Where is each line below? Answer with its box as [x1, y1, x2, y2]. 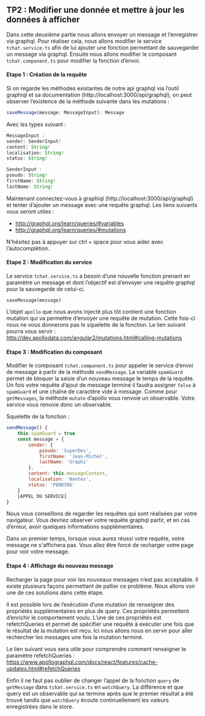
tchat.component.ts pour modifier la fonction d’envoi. [6, 56, 141, 64]
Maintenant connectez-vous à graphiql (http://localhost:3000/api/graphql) [6, 195, 194, 202]
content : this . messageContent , [28, 470, 108, 477]
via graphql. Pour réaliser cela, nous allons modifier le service [6, 37, 162, 45]
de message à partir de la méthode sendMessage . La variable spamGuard [6, 368, 183, 376]
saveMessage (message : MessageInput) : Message [6, 110, 124, 116]
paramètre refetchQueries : [6, 652, 75, 659]
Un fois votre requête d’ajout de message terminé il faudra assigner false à [6, 381, 196, 389]
